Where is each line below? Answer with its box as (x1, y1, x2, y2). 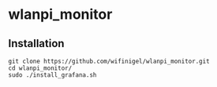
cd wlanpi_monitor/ (8, 64, 73, 72)
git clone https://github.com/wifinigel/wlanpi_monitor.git (8, 57, 211, 65)
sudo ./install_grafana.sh (8, 71, 97, 79)
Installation (8, 37, 65, 50)
